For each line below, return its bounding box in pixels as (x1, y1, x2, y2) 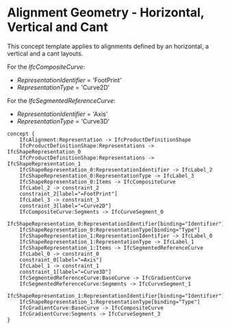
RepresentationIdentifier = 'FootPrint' (16, 75, 122, 84)
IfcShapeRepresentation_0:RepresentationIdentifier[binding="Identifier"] (7, 220, 225, 227)
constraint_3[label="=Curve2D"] (19, 202, 112, 209)
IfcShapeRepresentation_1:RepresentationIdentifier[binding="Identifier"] (7, 292, 225, 299)
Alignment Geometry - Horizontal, (7, 5, 205, 21)
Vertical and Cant (7, 19, 108, 35)
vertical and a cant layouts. (7, 49, 84, 58)
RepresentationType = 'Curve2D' (16, 83, 110, 91)
